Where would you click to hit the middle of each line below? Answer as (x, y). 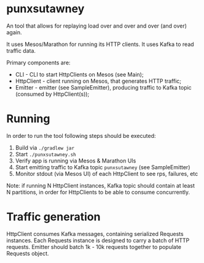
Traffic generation (53, 217)
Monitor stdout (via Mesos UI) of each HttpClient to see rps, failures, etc (107, 173)
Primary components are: (38, 63)
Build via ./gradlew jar (45, 147)
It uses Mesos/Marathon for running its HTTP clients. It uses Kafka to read (100, 44)
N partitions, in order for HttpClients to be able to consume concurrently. (98, 192)
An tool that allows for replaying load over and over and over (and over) (97, 26)
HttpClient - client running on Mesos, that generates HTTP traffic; (98, 81)
